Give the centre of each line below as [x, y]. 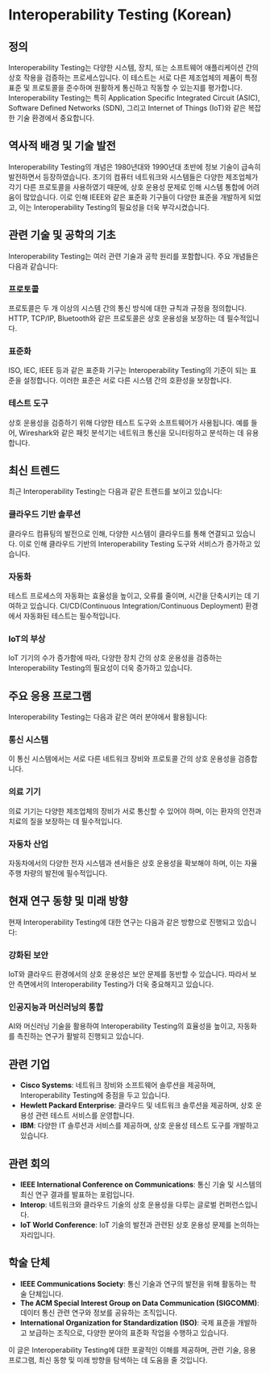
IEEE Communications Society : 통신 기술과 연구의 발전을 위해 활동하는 [134, 1283]
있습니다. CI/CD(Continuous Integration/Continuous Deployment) [136, 605]
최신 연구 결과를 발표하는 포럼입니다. [77, 1194]
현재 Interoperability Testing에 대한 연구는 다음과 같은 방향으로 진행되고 [122, 922]
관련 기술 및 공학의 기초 [62, 235]
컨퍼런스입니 [238, 1204]
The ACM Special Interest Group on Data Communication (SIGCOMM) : [139, 1303]
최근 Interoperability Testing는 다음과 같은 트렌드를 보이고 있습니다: [116, 492]
